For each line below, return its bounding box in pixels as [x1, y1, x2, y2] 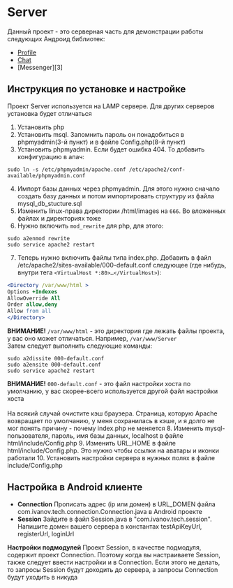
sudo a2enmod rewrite [7, 235, 70, 242]
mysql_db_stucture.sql [17, 199, 82, 207]
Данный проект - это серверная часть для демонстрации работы [7, 27, 204, 36]
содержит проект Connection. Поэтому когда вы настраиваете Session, [7, 550, 221, 559]
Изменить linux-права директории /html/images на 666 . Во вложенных [17, 207, 226, 215]
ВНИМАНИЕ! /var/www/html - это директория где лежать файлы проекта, [7, 327, 225, 335]
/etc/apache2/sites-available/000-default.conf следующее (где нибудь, [17, 260, 227, 269]
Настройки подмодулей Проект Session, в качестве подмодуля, [7, 543, 202, 552]
